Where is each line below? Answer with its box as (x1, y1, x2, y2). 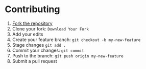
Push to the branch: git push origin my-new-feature (12, 52, 124, 59)
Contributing (5, 4, 60, 15)
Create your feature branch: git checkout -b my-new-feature (12, 37, 141, 43)
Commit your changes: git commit (12, 47, 85, 53)
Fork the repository (12, 20, 53, 26)
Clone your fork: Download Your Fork (12, 25, 89, 31)
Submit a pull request (12, 58, 57, 64)
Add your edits (12, 31, 43, 37)
